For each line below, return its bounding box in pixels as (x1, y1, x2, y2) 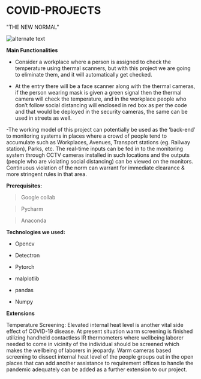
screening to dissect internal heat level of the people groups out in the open (6, 353, 194, 360)
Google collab (20, 193, 56, 201)
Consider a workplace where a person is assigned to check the (14, 58, 171, 65)
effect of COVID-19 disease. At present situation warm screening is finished (6, 328, 193, 335)
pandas (14, 286, 34, 293)
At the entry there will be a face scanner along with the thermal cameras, (14, 82, 196, 90)
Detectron (14, 251, 40, 259)
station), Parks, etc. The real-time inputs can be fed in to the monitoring (6, 145, 184, 152)
